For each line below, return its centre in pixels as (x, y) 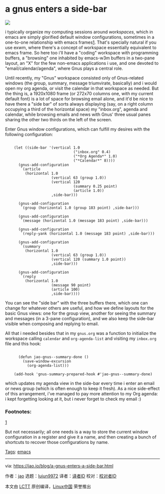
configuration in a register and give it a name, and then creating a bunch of (81, 437)
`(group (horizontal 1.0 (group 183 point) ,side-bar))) (80, 208)
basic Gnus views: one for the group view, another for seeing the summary (81, 313)
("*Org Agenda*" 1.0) (95, 156)
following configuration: (29, 134)
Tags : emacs (18, 452)
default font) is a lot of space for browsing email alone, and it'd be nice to (79, 99)
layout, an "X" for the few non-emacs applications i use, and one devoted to (82, 63)
